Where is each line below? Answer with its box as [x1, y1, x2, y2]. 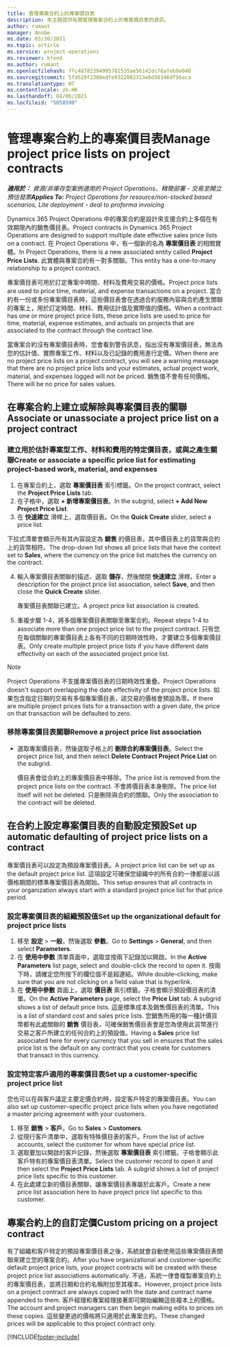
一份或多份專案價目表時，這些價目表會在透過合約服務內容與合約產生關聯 [18, 295, 223, 303]
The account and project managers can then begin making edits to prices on [7, 1304, 223, 1312]
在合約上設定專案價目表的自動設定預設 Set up [7, 820, 197, 832]
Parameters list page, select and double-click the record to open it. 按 [16, 961, 215, 970]
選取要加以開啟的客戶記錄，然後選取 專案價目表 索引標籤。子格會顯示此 [16, 1149, 219, 1157]
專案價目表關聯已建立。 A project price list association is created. [16, 601, 200, 609]
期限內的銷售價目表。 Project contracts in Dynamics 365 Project [12, 223, 192, 231]
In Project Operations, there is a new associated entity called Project [19, 248, 213, 256]
